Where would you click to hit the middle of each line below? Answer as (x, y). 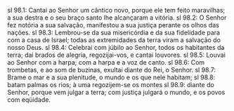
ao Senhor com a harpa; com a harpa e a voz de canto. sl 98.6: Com (106, 62)
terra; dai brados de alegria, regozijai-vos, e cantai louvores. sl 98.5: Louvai (117, 55)
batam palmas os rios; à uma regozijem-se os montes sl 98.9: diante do (111, 85)
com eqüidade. (29, 100)
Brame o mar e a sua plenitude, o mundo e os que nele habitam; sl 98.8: (111, 77)
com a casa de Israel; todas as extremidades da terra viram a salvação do (114, 40)
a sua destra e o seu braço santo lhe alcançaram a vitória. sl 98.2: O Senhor (117, 18)
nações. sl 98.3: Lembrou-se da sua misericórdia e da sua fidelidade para (113, 32)
